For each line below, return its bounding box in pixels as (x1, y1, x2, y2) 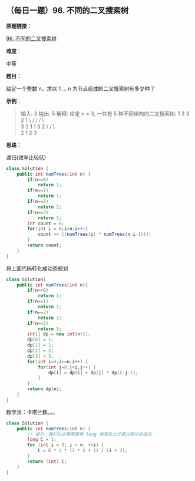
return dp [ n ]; (27, 386, 62, 392)
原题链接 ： (6, 22, 32, 29)
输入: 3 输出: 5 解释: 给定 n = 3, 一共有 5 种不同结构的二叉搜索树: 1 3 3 (20, 110, 190, 117)
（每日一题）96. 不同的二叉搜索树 (6, 5, 128, 16)
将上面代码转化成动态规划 (6, 265, 68, 272)
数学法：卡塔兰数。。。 (6, 408, 58, 416)
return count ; (27, 242, 62, 249)
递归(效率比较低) (6, 154, 47, 161)
